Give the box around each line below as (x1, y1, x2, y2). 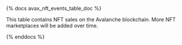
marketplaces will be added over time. (6, 22, 99, 29)
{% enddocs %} (6, 33, 45, 40)
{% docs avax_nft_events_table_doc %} (6, 5, 102, 12)
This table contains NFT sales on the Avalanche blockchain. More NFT (6, 16, 176, 22)
